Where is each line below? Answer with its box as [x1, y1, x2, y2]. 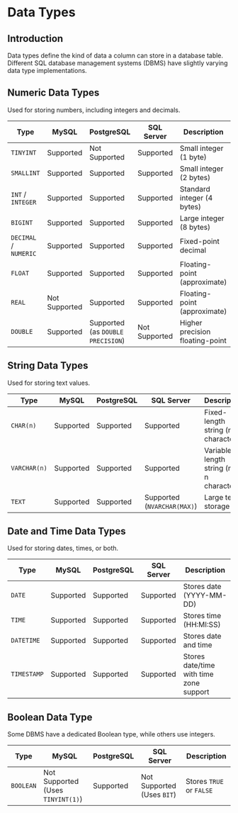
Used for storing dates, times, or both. [7, 544, 119, 553]
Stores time [183, 611, 222, 621]
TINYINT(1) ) [43, 795, 83, 804]
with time [183, 669, 214, 679]
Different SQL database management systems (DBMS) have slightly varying [7, 59, 228, 67]
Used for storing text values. [7, 379, 91, 387]
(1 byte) [179, 152, 207, 162]
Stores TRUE [185, 777, 225, 787]
